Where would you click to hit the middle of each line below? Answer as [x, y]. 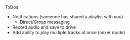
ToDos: [12, 7]
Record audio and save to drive [44, 27]
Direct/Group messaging [45, 22]
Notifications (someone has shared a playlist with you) [68, 17]
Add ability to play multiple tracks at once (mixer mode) [68, 32]
